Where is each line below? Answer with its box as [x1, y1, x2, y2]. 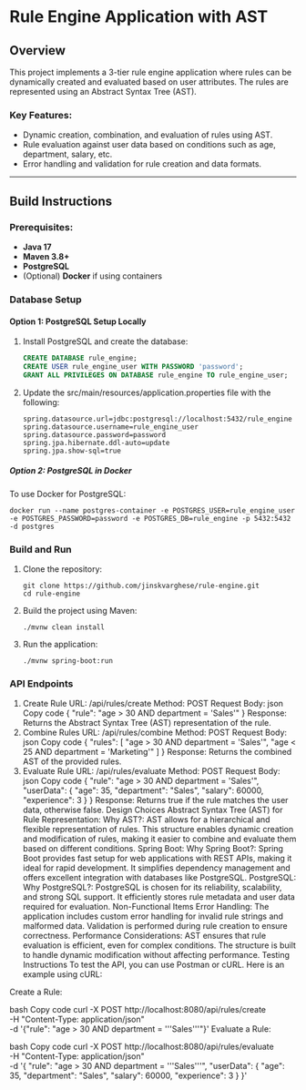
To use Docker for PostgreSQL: [9, 488, 127, 499]
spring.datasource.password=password [22, 430, 167, 439]
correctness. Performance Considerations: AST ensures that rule [22, 931, 267, 942]
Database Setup [9, 293, 82, 306]
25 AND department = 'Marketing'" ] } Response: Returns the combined [22, 747, 292, 758]
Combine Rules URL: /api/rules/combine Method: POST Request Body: [22, 727, 288, 739]
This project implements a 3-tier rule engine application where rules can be [9, 66, 292, 77]
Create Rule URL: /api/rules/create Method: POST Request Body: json [22, 698, 284, 709]
